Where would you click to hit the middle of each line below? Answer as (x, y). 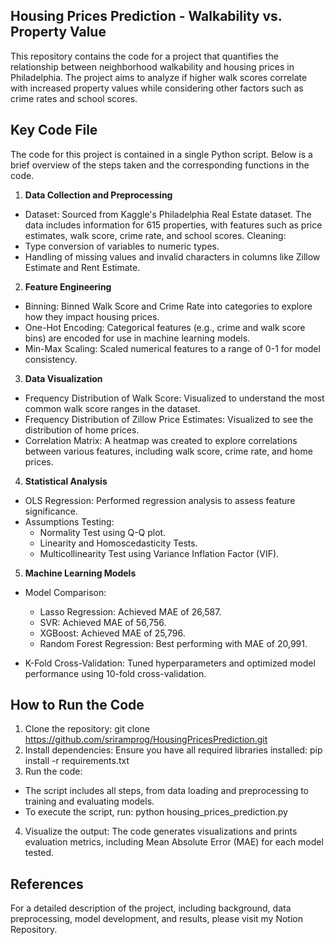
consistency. (51, 359)
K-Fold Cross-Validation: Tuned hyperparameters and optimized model (170, 663)
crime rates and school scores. (74, 98)
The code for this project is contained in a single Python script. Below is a (161, 154)
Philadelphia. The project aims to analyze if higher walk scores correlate (159, 77)
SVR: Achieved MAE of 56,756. (103, 622)
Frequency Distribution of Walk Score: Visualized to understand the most (174, 398)
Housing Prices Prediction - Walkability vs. (146, 16)
